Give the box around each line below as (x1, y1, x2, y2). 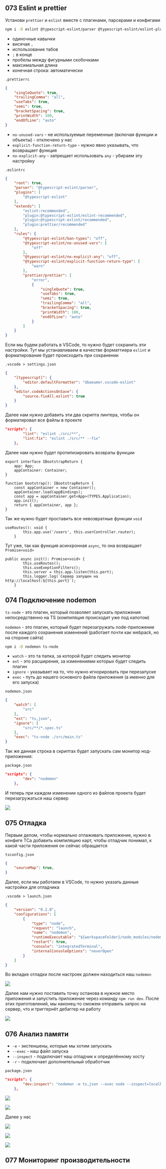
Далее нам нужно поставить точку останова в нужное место (5, 990, 135, 996)
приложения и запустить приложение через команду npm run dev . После (5, 995, 159, 1001)
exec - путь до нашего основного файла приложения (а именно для (12, 674, 155, 680)
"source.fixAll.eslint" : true (23, 394, 85, 399)
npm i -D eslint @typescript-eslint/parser (5, 27, 96, 32)
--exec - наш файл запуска (12, 1048, 69, 1054)
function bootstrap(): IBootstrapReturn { (5, 481, 94, 486)
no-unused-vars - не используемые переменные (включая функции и (12, 131, 158, 137)
